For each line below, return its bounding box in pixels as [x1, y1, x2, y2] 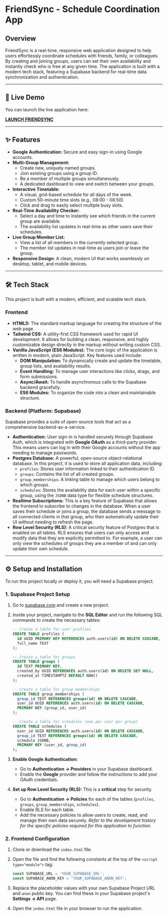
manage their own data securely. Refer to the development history [19, 817, 156, 823]
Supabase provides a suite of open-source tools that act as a [5, 419, 131, 425]
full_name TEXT [17, 641, 49, 646]
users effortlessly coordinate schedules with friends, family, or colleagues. [5, 53, 159, 59]
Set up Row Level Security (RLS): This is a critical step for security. [12, 786, 152, 793]
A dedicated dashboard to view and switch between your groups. [19, 180, 155, 187]
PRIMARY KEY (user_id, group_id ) [17, 743, 87, 748]
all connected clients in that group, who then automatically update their [12, 514, 159, 520]
